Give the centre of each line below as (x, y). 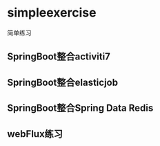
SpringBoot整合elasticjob (63, 82)
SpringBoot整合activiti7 (59, 57)
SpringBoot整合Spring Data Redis (80, 108)
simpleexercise (52, 13)
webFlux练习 (35, 134)
